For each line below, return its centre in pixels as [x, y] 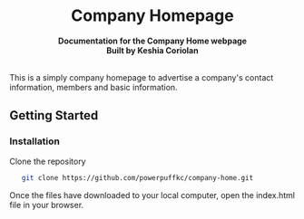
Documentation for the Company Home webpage [152, 41]
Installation [35, 141]
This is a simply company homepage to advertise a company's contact [142, 77]
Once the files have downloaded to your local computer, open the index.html [152, 195]
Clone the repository [48, 161]
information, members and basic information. [94, 87]
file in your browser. [47, 205]
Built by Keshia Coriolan [152, 50]
